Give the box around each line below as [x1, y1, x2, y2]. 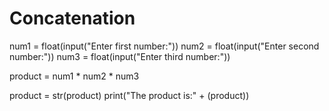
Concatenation [9, 7, 136, 30]
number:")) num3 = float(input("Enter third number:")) [9, 50, 231, 62]
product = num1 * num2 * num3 [9, 70, 140, 82]
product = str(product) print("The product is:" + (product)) [9, 89, 250, 101]
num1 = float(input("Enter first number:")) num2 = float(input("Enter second [9, 40, 320, 52]
